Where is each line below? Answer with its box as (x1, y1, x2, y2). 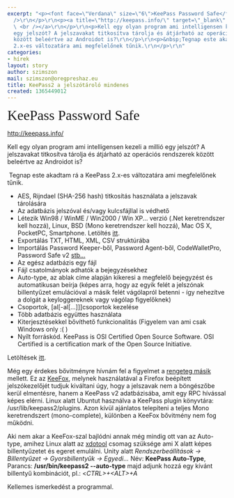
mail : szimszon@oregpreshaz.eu (7, 75, 98, 82)
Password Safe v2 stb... (17, 251, 86, 260)
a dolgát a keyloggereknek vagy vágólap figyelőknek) (17, 295, 172, 304)
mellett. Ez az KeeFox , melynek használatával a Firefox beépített (7, 374, 192, 383)
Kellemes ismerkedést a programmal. (7, 483, 114, 491)
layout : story (7, 62, 49, 69)
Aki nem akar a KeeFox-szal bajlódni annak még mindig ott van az (7, 433, 196, 441)
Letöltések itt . (7, 353, 47, 362)
